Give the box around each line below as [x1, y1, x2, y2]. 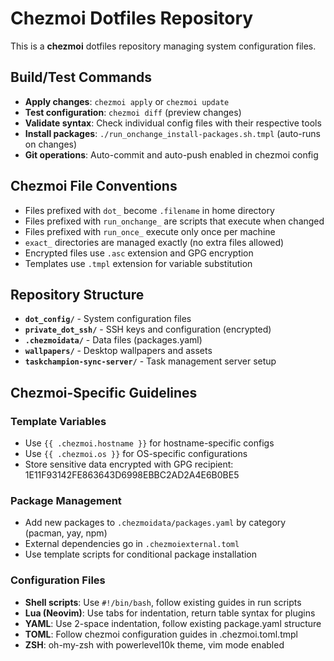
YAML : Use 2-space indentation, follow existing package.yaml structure [24, 617, 322, 629]
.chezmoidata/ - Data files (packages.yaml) [24, 334, 203, 346]
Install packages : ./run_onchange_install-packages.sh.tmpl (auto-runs [24, 127, 321, 139]
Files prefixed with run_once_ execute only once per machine [24, 225, 276, 237]
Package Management [10, 493, 122, 507]
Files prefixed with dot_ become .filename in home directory [24, 204, 275, 216]
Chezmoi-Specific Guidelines [10, 384, 198, 401]
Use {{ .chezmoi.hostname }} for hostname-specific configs [24, 437, 275, 449]
